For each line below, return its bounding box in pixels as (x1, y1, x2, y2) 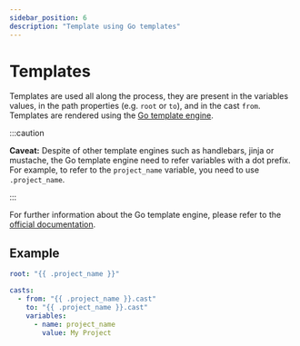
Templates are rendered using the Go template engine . (9, 110, 214, 121)
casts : (9, 286, 35, 295)
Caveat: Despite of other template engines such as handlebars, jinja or (9, 145, 275, 156)
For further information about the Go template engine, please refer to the (9, 210, 282, 221)
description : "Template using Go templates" (9, 22, 181, 31)
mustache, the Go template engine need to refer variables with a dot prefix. (9, 155, 291, 166)
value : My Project (42, 328, 112, 337)
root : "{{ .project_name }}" (9, 270, 120, 279)
